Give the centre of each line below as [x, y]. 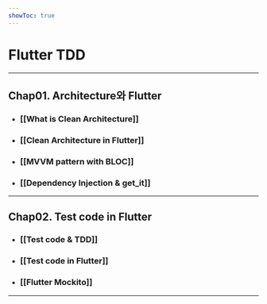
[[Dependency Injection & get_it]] [85, 183]
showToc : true [32, 15]
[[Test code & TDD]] [58, 240]
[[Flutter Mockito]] [56, 283]
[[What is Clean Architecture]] [79, 118]
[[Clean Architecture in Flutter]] [82, 140]
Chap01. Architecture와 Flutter [85, 96]
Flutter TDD [47, 54]
